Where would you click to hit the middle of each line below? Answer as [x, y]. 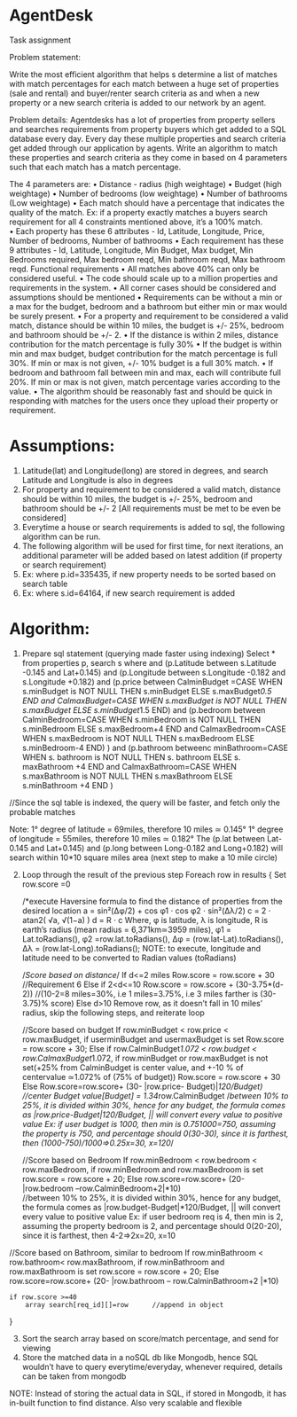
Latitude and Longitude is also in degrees [98, 480]
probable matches [43, 811]
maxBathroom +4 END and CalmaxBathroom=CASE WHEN [129, 766]
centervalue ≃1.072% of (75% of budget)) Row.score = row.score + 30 [151, 1076]
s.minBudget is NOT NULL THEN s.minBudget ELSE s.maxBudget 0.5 [147, 691]
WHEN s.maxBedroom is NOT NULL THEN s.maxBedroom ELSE [138, 738]
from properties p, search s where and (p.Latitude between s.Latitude [149, 662]
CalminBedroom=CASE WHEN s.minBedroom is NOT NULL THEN [141, 719]
